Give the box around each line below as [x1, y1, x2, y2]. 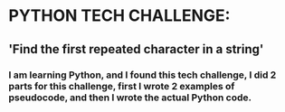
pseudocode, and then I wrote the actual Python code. [8, 91, 252, 104]
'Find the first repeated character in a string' [8, 42, 264, 57]
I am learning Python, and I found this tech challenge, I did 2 [8, 69, 277, 81]
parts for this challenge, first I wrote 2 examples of [8, 79, 235, 92]
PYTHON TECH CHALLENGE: [8, 5, 231, 26]
